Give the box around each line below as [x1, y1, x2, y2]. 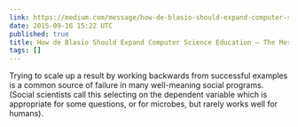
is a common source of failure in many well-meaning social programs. [9, 80, 264, 91]
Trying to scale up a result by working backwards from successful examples [9, 70, 288, 81]
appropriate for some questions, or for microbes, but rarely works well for [9, 99, 278, 109]
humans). [9, 108, 44, 119]
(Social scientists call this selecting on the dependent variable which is [9, 90, 268, 100]
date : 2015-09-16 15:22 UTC [9, 21, 114, 30]
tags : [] [9, 46, 42, 55]
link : [9, 12, 29, 22]
